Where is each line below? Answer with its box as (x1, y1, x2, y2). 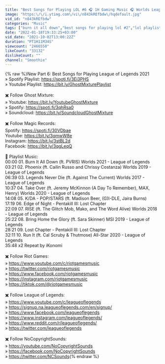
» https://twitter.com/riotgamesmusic (5, 266, 80, 272)
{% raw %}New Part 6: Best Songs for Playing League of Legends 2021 (5, 71, 150, 77)
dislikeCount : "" (5, 53, 41, 58)
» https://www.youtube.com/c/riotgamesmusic (5, 260, 100, 266)
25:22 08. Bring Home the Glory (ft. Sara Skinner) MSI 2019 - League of (5, 216, 150, 222)
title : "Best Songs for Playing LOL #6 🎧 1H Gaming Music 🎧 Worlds (5, 7, 150, 12)
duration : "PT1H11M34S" (5, 39, 54, 44)
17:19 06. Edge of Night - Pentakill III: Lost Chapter (5, 201, 107, 207)
